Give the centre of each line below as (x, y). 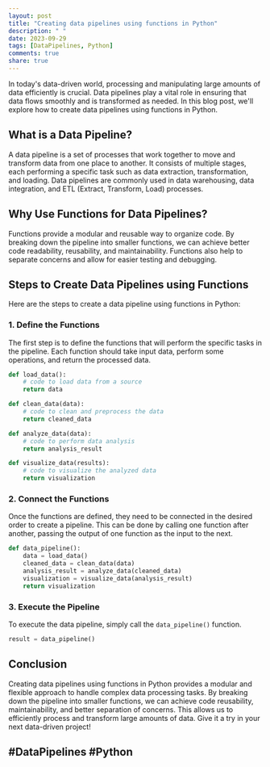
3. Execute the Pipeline (54, 606)
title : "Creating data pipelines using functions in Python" (113, 23)
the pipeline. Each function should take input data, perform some (116, 351)
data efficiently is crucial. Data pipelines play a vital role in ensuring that (128, 92)
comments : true (34, 53)
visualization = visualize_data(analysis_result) (108, 578)
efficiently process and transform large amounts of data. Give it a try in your (134, 718)
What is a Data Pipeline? (71, 135)
